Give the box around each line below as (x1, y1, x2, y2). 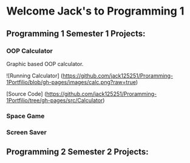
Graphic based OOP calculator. (6, 60, 84, 67)
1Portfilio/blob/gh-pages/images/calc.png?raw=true (6, 78, 137, 85)
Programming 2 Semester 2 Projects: (6, 147, 149, 157)
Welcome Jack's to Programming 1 (6, 4, 185, 18)
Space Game (6, 111, 45, 120)
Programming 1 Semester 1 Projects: (6, 28, 146, 39)
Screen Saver (6, 128, 47, 136)
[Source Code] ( (6, 90, 47, 98)
